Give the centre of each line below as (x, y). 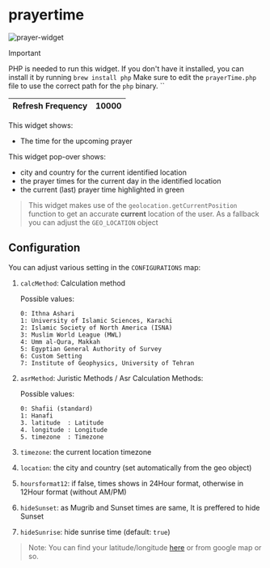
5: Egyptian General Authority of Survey (91, 349)
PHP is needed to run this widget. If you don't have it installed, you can (126, 68)
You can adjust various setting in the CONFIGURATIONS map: (105, 267)
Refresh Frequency (50, 105)
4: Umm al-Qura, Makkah (60, 341)
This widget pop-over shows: (57, 156)
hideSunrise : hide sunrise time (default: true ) (95, 532)
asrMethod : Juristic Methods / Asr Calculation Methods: (112, 378)
